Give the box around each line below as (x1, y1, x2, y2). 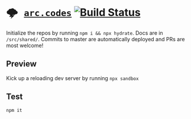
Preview (6, 59, 37, 69)
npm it (6, 107, 22, 113)
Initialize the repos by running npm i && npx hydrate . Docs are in (6, 29, 164, 37)
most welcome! (6, 42, 44, 49)
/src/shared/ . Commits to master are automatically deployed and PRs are (6, 35, 185, 42)
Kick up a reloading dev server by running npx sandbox (6, 74, 139, 81)
